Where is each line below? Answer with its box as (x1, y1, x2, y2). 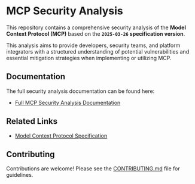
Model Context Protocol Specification (14, 132, 108, 139)
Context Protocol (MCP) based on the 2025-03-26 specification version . (6, 30, 185, 37)
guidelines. (6, 171, 33, 179)
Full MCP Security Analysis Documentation (14, 99, 121, 106)
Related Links (6, 116, 58, 126)
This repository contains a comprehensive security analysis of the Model (6, 24, 187, 31)
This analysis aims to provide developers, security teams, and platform (6, 42, 181, 49)
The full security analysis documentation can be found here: (6, 88, 155, 95)
